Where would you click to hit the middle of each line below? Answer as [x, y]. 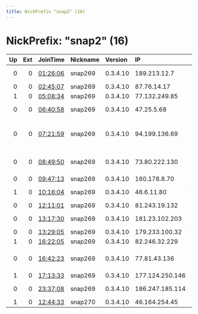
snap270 [83, 302]
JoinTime [51, 60]
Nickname [85, 60]
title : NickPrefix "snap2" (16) [46, 12]
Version [116, 60]
